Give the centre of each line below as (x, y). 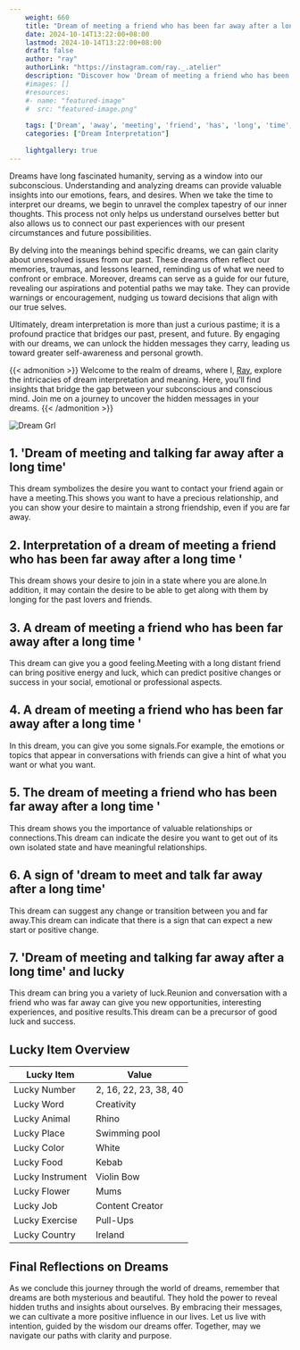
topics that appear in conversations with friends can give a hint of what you (148, 754)
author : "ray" (51, 59)
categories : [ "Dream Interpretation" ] (97, 134)
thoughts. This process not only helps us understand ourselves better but (144, 213)
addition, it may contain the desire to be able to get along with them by (139, 590)
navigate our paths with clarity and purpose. (91, 1335)
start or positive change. (54, 929)
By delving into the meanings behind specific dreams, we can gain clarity (144, 250)
